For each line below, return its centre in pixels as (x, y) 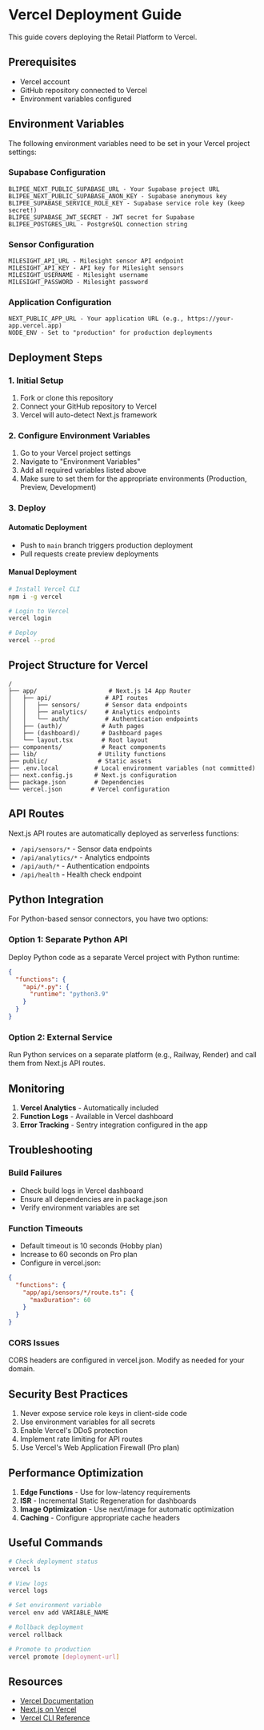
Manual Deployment (43, 572)
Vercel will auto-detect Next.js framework (88, 415)
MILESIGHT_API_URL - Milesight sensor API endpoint (96, 261)
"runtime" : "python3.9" (69, 994)
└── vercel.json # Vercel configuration (89, 789)
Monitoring (37, 1088)
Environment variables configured (76, 99)
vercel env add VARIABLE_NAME (59, 1613)
